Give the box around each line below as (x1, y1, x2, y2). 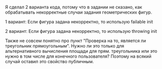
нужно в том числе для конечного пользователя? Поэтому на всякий (5, 53, 152, 59)
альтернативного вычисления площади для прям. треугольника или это (5, 48, 158, 54)
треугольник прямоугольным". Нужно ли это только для (5, 43, 124, 48)
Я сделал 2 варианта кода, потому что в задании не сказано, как (5, 4, 142, 10)
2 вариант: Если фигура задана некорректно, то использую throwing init (5, 28, 157, 34)
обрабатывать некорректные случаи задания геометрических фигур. (5, 9, 152, 15)
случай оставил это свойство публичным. (5, 59, 94, 64)
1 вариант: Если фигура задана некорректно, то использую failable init (5, 19, 153, 24)
